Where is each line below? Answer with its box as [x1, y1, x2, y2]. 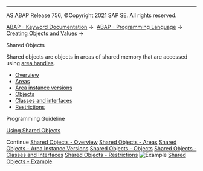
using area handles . [6, 60, 56, 66]
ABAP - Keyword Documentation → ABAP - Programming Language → [6, 24, 183, 30]
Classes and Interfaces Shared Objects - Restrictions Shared [6, 152, 186, 158]
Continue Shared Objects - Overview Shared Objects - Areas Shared [6, 138, 177, 146]
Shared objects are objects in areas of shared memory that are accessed [6, 53, 188, 60]
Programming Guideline [6, 115, 65, 122]
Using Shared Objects [6, 127, 61, 134]
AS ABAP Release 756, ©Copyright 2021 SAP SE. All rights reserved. [6, 11, 177, 19]
